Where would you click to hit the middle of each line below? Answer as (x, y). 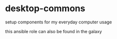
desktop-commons (45, 9)
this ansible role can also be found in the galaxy (54, 31)
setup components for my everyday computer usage (58, 22)
